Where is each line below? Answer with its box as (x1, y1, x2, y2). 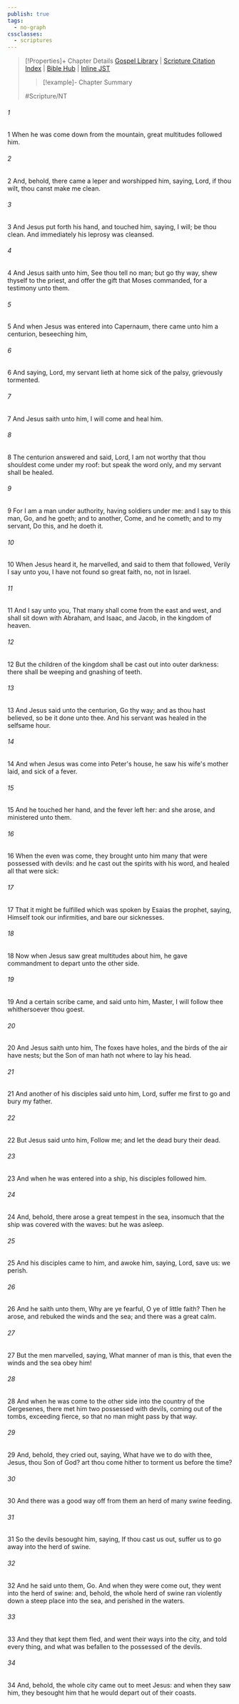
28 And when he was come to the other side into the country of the (7, 1397, 205, 1405)
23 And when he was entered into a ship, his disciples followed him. (7, 1174, 207, 1183)
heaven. (7, 621, 31, 630)
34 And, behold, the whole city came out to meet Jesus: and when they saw (7, 1681, 231, 1690)
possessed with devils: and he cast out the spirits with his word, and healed (7, 859, 230, 868)
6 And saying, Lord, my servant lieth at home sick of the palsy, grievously (7, 369, 223, 377)
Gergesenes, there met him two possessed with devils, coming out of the (7, 1404, 223, 1413)
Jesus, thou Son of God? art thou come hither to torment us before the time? (7, 1458, 233, 1467)
